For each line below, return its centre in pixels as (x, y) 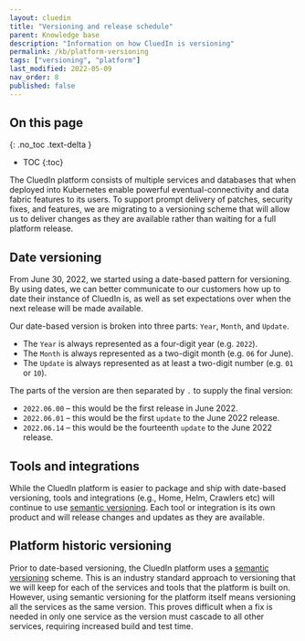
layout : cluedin (40, 18)
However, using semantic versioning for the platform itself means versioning (153, 597)
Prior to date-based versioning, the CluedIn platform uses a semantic (139, 568)
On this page (47, 123)
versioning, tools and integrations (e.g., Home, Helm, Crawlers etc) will (142, 498)
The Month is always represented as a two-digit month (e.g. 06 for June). (158, 353)
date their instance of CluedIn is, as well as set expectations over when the (150, 299)
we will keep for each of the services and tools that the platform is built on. (150, 587)
